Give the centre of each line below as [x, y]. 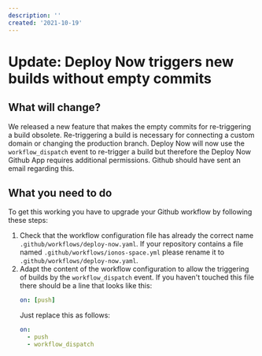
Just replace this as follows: [65, 315]
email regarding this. [41, 168]
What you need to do [60, 193]
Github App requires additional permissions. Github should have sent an [125, 160]
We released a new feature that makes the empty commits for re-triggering [130, 126]
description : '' [35, 15]
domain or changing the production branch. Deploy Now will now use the [127, 143]
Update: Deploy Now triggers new [121, 62]
